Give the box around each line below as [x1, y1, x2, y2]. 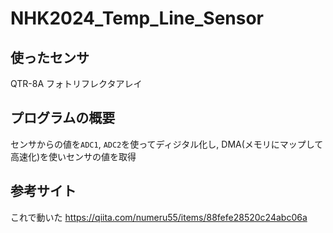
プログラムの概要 [10, 110, 116, 127]
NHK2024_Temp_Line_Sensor [10, 7, 265, 30]
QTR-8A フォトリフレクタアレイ [10, 78, 143, 89]
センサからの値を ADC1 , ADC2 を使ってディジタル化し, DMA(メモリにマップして [10, 138, 324, 150]
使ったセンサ [10, 49, 90, 66]
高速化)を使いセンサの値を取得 [10, 150, 137, 162]
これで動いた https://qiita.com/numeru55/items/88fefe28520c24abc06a [10, 211, 308, 223]
